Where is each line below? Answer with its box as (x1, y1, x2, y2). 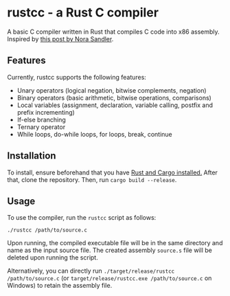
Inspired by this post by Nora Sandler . (7, 34, 114, 43)
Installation (7, 150, 56, 162)
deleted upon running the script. (7, 253, 98, 262)
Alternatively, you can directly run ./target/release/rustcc (7, 266, 175, 275)
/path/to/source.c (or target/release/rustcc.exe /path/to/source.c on (7, 274, 212, 282)
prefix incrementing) (16, 108, 76, 116)
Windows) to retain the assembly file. (7, 282, 113, 290)
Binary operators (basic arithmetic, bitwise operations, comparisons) (16, 93, 211, 102)
